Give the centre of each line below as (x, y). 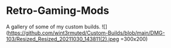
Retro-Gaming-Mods (58, 11)
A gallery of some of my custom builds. (53, 27)
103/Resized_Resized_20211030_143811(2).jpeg (63, 39)
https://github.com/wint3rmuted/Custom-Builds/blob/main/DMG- (86, 32)
